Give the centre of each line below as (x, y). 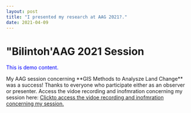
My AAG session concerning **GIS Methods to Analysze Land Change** (95, 79)
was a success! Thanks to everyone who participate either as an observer (95, 85)
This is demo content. (32, 67)
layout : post (22, 11)
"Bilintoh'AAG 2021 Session (75, 51)
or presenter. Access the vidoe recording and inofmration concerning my (94, 91)
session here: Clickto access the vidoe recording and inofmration (85, 98)
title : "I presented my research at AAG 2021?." (67, 17)
